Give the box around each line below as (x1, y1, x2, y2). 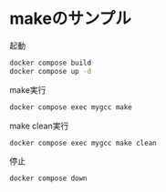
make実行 (9, 84, 47, 96)
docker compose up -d (9, 66, 92, 76)
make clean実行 (9, 120, 69, 131)
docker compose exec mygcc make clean (9, 138, 157, 147)
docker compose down (9, 174, 88, 183)
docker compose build (9, 58, 92, 67)
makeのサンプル (9, 8, 132, 29)
